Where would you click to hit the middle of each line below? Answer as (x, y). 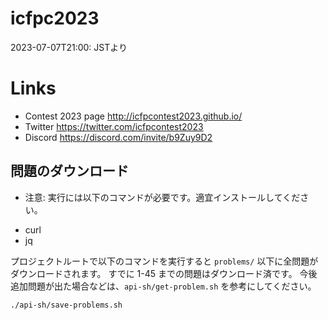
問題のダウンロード (69, 171)
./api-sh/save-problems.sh (66, 305)
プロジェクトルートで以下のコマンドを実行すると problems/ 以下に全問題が (164, 261)
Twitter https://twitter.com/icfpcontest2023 (114, 126)
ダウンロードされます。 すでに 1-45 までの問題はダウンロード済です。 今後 (164, 273)
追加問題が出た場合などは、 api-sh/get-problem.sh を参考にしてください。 (163, 286)
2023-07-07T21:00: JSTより (69, 47)
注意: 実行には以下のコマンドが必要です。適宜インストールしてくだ (162, 197)
